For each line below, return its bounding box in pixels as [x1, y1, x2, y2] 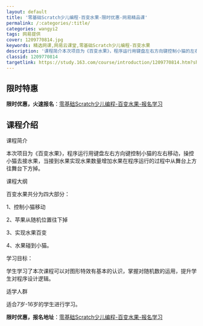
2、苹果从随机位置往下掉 [6, 216, 68, 223]
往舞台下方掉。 [6, 165, 43, 172]
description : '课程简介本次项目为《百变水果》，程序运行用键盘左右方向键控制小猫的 [6, 48, 190, 54]
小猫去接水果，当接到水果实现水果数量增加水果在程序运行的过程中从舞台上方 [6, 158, 197, 165]
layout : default [6, 8, 47, 15]
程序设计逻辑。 [16, 275, 54, 283]
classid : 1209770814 [6, 54, 59, 60]
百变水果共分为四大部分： [6, 191, 70, 198]
